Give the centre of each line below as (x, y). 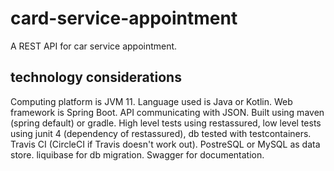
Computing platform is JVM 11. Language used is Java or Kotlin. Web (151, 101)
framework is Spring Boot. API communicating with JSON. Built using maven (167, 112)
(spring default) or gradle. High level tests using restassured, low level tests (166, 123)
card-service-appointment (124, 18)
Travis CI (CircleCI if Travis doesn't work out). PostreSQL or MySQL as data (165, 144)
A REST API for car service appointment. (94, 46)
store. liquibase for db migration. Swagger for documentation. (137, 154)
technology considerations (96, 77)
